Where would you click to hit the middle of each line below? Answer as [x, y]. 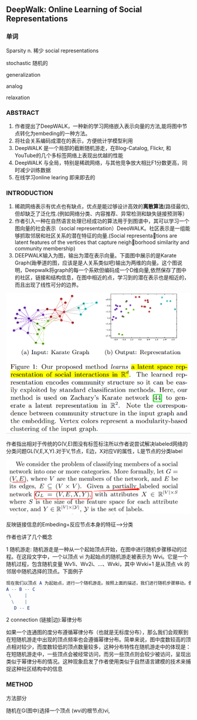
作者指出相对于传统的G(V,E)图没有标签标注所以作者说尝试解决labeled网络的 [97, 444]
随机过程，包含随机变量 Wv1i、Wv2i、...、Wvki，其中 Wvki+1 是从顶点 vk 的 [98, 564]
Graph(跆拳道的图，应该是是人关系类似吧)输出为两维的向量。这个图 [96, 263]
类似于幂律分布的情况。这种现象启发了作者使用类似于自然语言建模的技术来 [96, 661]
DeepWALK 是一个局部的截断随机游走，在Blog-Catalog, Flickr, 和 [93, 148]
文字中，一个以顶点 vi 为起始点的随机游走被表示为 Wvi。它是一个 [110, 557]
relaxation [18, 97]
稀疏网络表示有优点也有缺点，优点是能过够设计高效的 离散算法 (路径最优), [102, 206]
